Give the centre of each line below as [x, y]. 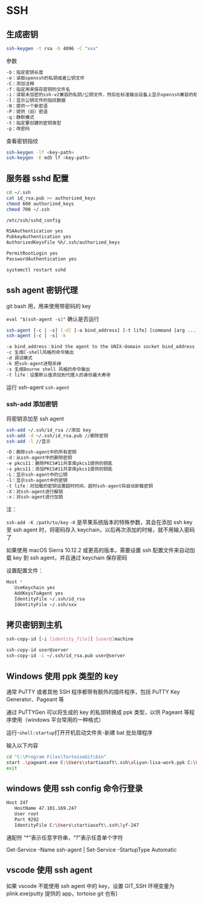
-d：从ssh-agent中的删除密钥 [39, 458]
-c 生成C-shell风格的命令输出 [40, 352]
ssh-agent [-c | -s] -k [36, 336]
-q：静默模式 [20, 117]
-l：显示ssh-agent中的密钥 [37, 480]
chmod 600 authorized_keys [40, 204]
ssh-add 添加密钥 [32, 404]
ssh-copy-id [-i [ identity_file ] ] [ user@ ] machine [70, 639]
